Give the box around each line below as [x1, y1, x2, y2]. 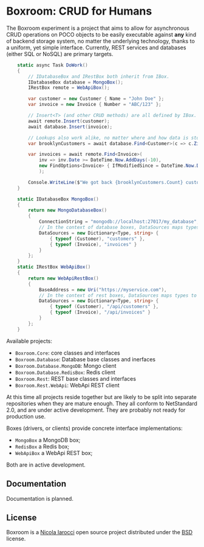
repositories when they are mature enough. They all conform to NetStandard [6, 400, 197, 407]
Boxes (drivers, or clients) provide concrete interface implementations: [6, 425, 183, 432]
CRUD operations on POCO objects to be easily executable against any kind [6, 30, 196, 38]
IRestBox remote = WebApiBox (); [28, 85, 110, 91]
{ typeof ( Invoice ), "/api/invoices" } [49, 309, 151, 316]
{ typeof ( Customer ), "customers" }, [49, 236, 146, 242]
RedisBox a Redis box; [15, 443, 70, 450]
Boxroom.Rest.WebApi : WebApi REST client [15, 381, 120, 389]
